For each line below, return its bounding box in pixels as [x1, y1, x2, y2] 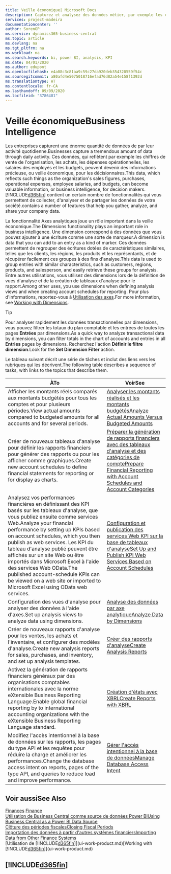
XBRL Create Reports [106, 695, 156, 702]
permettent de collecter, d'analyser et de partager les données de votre [5, 197, 155, 204]
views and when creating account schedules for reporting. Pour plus [5, 288, 149, 295]
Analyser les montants [106, 388, 160, 395]
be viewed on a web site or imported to [8, 577, 101, 585]
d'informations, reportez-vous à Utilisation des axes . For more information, [5, 294, 160, 300]
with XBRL [106, 701, 131, 708]
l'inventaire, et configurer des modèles [8, 639, 100, 646]
